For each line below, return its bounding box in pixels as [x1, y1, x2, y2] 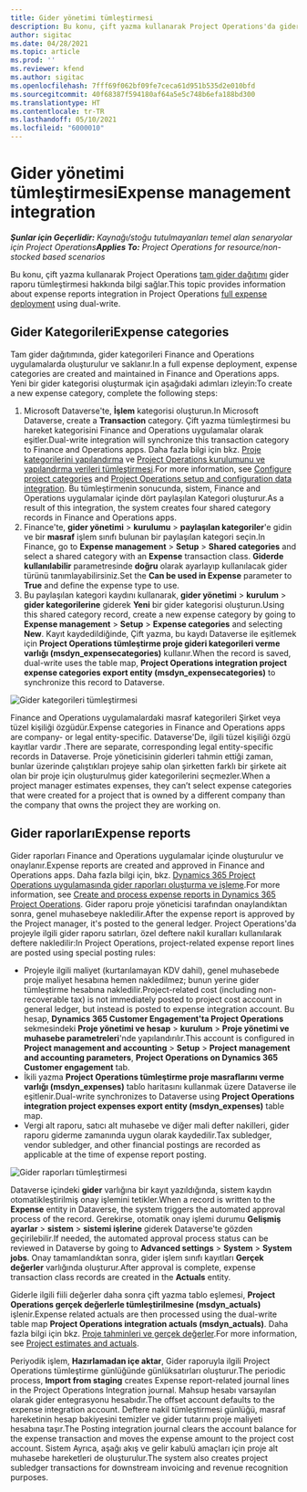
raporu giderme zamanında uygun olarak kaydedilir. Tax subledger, [23, 1129, 272, 1141]
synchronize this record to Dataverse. [23, 676, 165, 687]
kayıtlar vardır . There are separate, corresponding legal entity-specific [10, 741, 274, 752]
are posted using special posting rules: [10, 946, 156, 958]
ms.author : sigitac [10, 73, 85, 82]
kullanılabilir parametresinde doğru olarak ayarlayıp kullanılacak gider [23, 560, 288, 571]
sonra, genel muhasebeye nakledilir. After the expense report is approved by [10, 908, 295, 919]
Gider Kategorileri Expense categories [10, 325, 230, 340]
